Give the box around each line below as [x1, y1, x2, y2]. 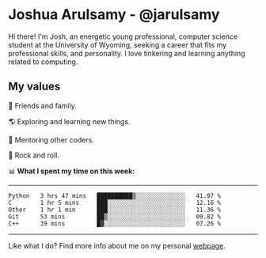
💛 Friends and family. [8, 101, 77, 110]
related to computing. [8, 57, 78, 66]
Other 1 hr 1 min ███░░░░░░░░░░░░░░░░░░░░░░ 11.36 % [8, 206, 222, 214]
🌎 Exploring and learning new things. [8, 116, 131, 126]
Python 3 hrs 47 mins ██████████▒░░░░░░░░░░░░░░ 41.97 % [8, 192, 222, 199]
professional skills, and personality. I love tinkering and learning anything [8, 48, 245, 58]
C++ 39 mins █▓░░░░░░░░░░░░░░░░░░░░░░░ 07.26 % [8, 219, 222, 227]
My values [8, 80, 61, 93]
